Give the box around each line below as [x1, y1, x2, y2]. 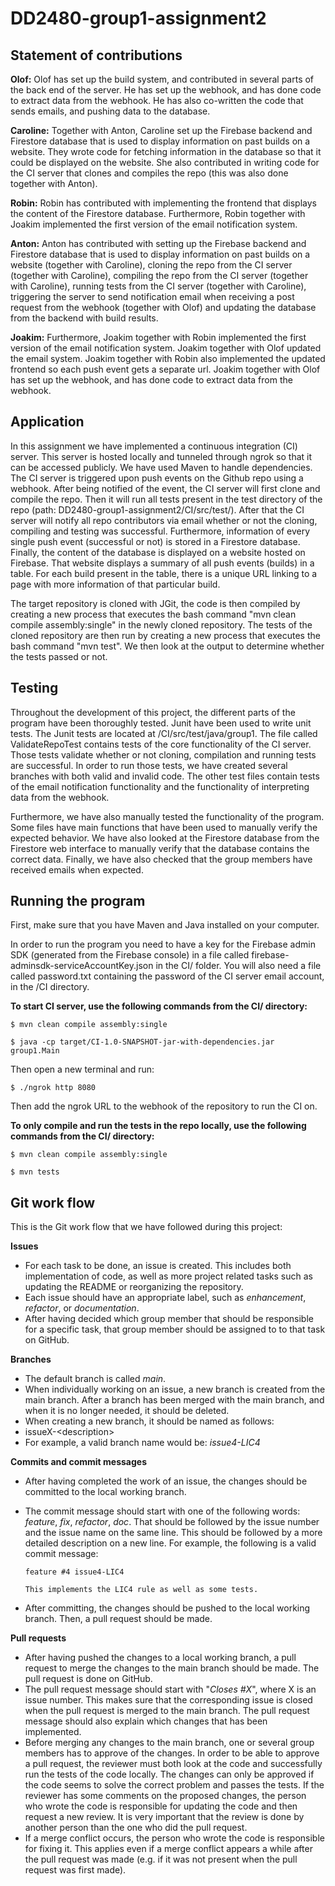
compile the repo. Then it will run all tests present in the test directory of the [10, 493, 323, 505]
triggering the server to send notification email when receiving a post [10, 291, 295, 302]
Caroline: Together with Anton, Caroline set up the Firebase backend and [10, 125, 313, 136]
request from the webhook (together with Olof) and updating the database [10, 302, 317, 313]
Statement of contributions [10, 47, 183, 64]
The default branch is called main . [24, 1373, 167, 1385]
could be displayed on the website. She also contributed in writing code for [10, 157, 320, 168]
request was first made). [24, 1864, 127, 1876]
